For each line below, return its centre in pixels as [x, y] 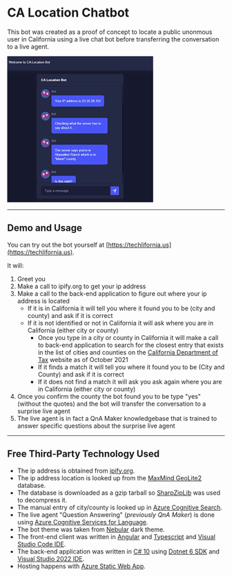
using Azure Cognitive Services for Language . [83, 522]
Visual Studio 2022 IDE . [51, 558]
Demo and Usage [45, 228]
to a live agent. [28, 46]
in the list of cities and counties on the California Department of [128, 352]
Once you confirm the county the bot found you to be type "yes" [109, 396]
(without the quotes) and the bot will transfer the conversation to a [112, 404]
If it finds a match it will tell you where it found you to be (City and [131, 367]
